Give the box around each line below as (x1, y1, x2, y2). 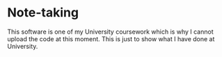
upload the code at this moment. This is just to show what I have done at (7, 34, 215, 43)
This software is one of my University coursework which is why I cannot (7, 27, 214, 36)
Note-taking (7, 5, 79, 21)
